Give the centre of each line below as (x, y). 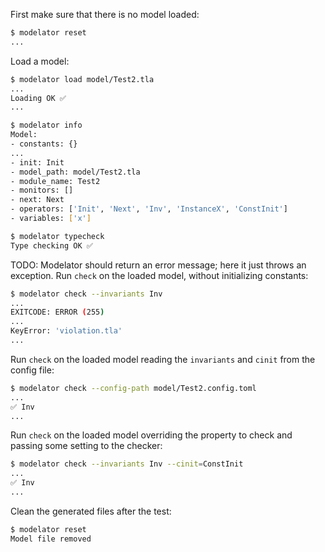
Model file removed (51, 539)
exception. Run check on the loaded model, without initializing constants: (159, 275)
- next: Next (37, 200)
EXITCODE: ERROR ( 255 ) (57, 312)
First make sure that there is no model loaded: (105, 14)
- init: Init (37, 162)
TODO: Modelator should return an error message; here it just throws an (158, 265)
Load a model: (40, 61)
